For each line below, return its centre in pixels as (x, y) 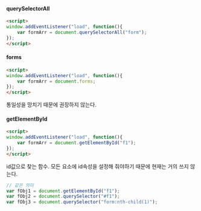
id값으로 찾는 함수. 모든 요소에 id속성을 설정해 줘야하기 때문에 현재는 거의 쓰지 (97, 166)
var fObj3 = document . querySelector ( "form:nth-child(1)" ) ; (82, 202)
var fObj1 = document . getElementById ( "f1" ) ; (63, 191)
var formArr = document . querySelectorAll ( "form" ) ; (82, 32)
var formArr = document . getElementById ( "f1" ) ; (77, 143)
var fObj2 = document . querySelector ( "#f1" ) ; (63, 197)
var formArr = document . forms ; (56, 81)
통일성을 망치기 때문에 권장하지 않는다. (51, 105)
